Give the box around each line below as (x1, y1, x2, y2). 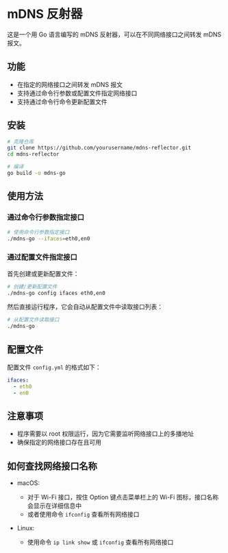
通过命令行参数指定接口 (7, 213, 84, 222)
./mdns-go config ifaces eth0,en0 (7, 290, 106, 296)
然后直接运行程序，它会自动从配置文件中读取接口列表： (7, 303, 163, 311)
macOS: (16, 479, 40, 487)
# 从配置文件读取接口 (7, 316, 60, 323)
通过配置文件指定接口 (7, 252, 77, 262)
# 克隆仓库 (7, 138, 34, 145)
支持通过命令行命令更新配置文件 (16, 97, 107, 106)
